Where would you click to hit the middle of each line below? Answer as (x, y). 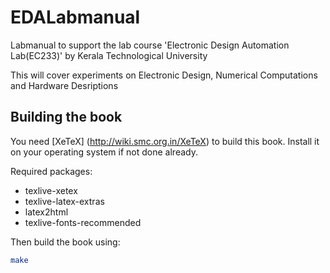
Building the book (66, 117)
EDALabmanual (75, 17)
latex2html (46, 212)
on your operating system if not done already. (104, 152)
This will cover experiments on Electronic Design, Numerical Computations (164, 75)
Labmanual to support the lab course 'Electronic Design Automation (150, 45)
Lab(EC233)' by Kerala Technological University (109, 55)
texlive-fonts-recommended (83, 222)
